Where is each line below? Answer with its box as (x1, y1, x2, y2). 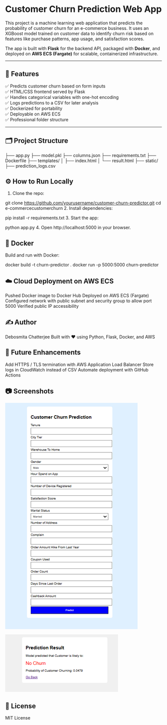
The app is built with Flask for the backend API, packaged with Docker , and (5, 45, 161, 51)
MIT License (5, 715, 31, 721)
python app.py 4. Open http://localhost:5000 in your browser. (5, 225, 131, 231)
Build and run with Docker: (5, 252, 60, 258)
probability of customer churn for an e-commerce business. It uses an (5, 25, 149, 31)
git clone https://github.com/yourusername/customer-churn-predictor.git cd (5, 200, 161, 206)
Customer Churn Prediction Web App (5, 3, 162, 15)
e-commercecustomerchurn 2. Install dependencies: (5, 205, 113, 211)
